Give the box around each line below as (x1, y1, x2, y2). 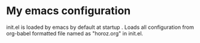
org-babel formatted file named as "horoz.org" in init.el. (6, 29, 144, 37)
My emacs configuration (6, 4, 131, 18)
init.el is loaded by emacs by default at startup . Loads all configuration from (6, 24, 195, 31)
